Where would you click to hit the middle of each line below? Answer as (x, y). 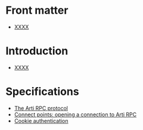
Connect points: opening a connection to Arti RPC (75, 114)
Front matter (37, 10)
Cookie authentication (41, 120)
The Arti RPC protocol (41, 108)
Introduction (37, 51)
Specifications (42, 92)
